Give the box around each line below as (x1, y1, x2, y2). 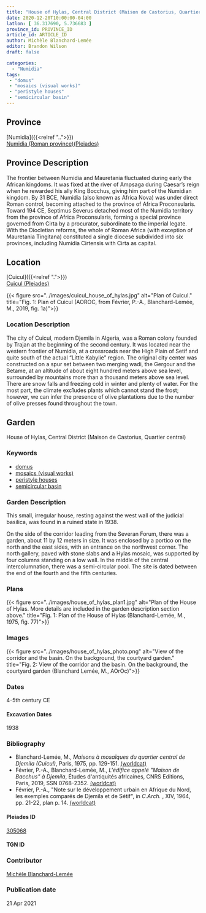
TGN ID (6, 841, 25, 848)
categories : (6, 60, 37, 66)
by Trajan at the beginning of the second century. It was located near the (6, 340, 191, 348)
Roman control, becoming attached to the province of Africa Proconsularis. (6, 200, 196, 208)
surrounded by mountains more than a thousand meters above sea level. (6, 373, 190, 381)
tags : (6, 71, 20, 77)
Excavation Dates (6, 710, 52, 718)
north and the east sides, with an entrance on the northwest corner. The (6, 543, 188, 551)
